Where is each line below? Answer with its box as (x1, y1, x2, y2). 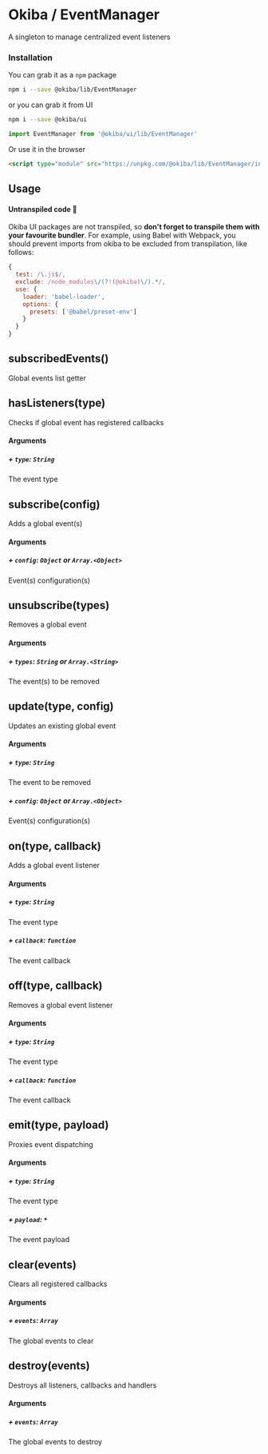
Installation (8, 52, 53, 63)
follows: (8, 248, 34, 257)
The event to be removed (8, 778, 92, 787)
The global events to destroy (8, 1437, 102, 1447)
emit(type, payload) (8, 1118, 109, 1132)
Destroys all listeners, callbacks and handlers (8, 1380, 157, 1390)
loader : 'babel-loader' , (22, 293, 105, 301)
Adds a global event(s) (8, 519, 83, 528)
